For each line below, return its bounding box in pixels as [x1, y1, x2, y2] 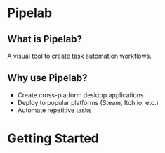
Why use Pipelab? [7, 72, 88, 84]
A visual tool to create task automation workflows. [7, 51, 152, 60]
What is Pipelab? [7, 33, 83, 45]
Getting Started [7, 130, 100, 146]
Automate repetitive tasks [17, 106, 92, 114]
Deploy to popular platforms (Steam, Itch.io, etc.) [17, 98, 159, 106]
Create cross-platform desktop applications [17, 90, 144, 99]
